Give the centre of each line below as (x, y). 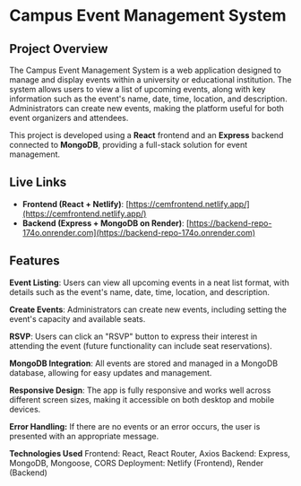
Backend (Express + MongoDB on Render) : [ (106, 223)
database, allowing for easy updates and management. (111, 372)
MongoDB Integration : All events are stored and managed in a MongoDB (144, 363)
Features (34, 261)
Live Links (38, 182)
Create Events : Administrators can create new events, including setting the (148, 309)
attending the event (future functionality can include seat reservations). (141, 345)
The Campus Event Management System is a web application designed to (146, 70)
